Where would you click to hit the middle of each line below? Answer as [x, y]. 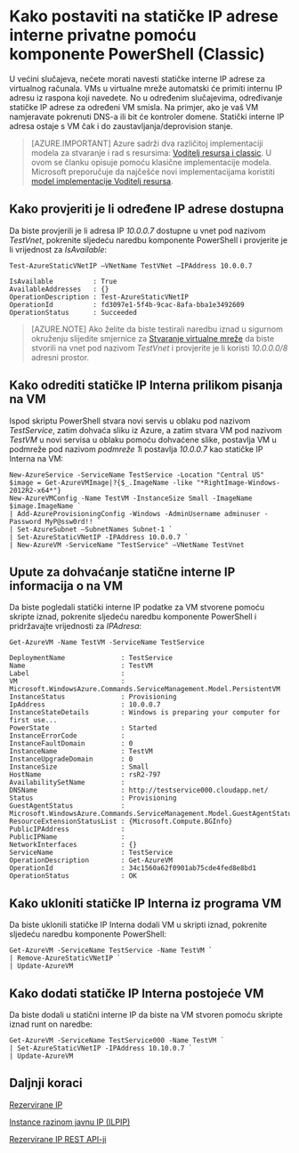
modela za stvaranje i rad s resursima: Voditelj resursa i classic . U [151, 152]
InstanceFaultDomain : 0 [71, 744]
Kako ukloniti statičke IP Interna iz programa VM [145, 903]
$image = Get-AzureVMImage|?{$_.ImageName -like [101, 482]
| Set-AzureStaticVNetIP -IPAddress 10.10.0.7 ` [101, 1048]
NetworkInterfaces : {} [73, 845]
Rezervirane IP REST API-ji [58, 1139]
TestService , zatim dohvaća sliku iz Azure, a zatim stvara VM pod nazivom [145, 430]
